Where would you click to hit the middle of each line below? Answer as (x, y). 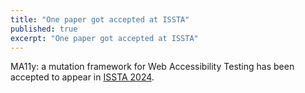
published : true (44, 29)
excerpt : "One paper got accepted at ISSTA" (104, 38)
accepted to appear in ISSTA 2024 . (82, 77)
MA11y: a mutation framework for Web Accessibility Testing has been (152, 67)
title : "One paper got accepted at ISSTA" (100, 19)
